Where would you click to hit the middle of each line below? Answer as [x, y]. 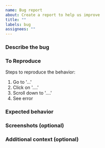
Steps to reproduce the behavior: [40, 72]
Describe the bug [28, 47]
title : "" [16, 20]
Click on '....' [26, 87]
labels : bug [18, 24]
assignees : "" [21, 29]
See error [23, 99]
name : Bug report [24, 10]
